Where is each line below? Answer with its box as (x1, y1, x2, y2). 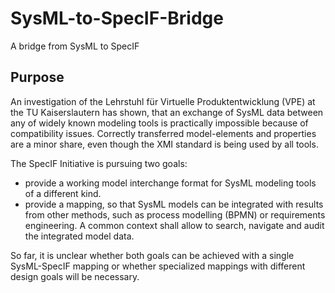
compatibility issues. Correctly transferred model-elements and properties (10, 127, 317, 139)
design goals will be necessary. (10, 270, 140, 282)
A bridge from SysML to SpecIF (10, 40, 140, 52)
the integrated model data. (24, 230, 135, 242)
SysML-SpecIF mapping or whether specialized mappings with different (10, 260, 306, 272)
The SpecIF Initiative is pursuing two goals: (10, 157, 188, 169)
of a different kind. (24, 187, 102, 199)
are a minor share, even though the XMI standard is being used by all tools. (10, 138, 319, 150)
